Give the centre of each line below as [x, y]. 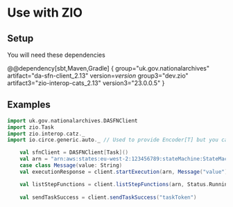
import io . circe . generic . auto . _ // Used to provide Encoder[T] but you [113, 140]
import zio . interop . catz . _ [46, 134]
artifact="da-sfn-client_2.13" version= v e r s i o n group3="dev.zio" [98, 75]
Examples [29, 105]
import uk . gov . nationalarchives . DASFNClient [72, 120]
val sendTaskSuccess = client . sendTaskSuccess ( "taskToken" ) [108, 197]
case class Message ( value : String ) [71, 165]
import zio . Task [31, 127]
